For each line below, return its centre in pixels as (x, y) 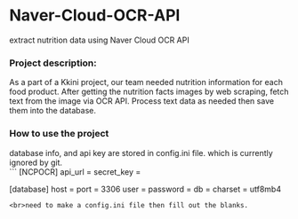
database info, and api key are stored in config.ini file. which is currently (141, 153)
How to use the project (59, 134)
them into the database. (52, 111)
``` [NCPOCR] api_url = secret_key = (75, 172)
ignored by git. (36, 162)
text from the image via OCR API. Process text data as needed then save (141, 101)
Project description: (53, 63)
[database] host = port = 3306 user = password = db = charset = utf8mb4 (145, 189)
